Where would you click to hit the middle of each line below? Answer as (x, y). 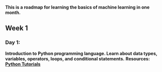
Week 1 (17, 28)
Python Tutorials (23, 64)
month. (13, 12)
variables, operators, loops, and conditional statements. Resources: (78, 58)
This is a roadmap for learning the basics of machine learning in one (77, 7)
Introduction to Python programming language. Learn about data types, (81, 53)
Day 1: (13, 42)
